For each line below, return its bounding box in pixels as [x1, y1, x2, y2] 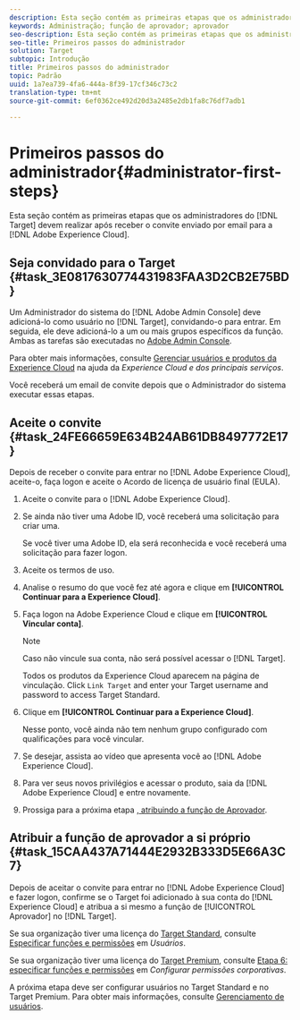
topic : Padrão [9, 72, 62, 81]
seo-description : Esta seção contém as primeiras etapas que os [9, 30, 254, 38]
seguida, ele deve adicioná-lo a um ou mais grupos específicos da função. [9, 326, 284, 336]
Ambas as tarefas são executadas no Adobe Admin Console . [9, 336, 232, 346]
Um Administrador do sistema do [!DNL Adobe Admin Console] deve [9, 307, 262, 318]
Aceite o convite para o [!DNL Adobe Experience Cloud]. [21, 493, 230, 504]
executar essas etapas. [9, 389, 96, 400]
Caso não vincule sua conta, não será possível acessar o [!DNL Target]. [21, 652, 286, 663]
